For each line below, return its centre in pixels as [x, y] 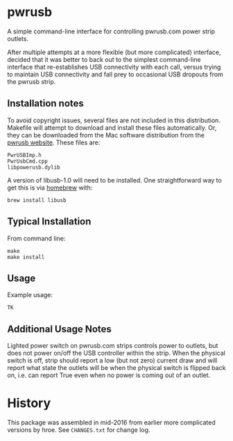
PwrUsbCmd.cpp [28, 161]
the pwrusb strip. [32, 81]
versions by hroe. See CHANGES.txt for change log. [79, 430]
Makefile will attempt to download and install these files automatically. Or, [112, 127]
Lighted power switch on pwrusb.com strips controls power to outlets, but [113, 346]
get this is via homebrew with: [50, 188]
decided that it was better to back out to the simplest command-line [104, 59]
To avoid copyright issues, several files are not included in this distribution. [114, 120]
